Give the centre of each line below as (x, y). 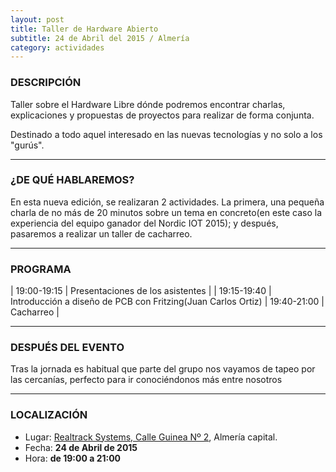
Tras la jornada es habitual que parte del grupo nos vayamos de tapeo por (163, 369)
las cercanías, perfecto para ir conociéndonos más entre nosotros (146, 380)
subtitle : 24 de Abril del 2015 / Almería (100, 38)
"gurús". (27, 145)
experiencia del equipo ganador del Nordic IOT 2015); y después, (144, 223)
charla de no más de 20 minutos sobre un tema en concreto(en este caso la (166, 212)
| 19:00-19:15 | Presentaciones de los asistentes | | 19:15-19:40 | (141, 291)
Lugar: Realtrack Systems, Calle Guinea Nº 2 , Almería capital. (151, 437)
